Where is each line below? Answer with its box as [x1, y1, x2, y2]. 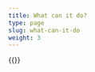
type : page [8, 19, 45, 27]
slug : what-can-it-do [8, 26, 81, 34]
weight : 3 [8, 33, 42, 42]
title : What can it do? [8, 11, 88, 20]
